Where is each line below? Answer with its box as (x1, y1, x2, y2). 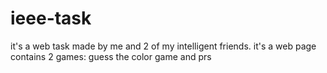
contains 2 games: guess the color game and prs (10, 50, 212, 62)
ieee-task (10, 7, 92, 30)
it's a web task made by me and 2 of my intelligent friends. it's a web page (10, 40, 317, 52)
